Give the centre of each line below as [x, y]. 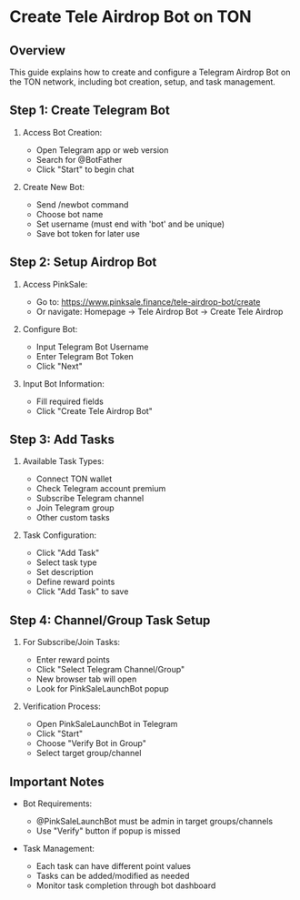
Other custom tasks [73, 518]
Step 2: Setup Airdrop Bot [83, 263]
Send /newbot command [82, 204]
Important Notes [57, 781]
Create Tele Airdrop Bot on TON [130, 17]
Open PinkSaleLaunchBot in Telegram [107, 724]
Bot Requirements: [57, 804]
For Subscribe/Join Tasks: [71, 642]
